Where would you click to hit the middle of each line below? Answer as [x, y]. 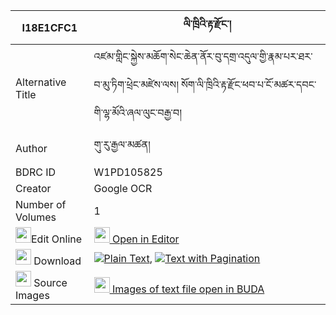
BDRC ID [36, 172]
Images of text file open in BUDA [188, 289]
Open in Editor [145, 239]
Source [50, 282]
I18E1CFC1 [49, 27]
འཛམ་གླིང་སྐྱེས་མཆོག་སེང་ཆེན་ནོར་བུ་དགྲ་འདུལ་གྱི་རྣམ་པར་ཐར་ [203, 56]
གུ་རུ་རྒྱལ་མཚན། [122, 144]
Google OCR [123, 188]
